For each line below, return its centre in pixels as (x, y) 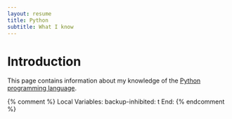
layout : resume (30, 14)
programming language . (42, 88)
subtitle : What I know (40, 27)
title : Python (28, 20)
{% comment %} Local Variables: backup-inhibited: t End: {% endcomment (116, 101)
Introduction (44, 61)
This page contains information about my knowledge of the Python (104, 80)
